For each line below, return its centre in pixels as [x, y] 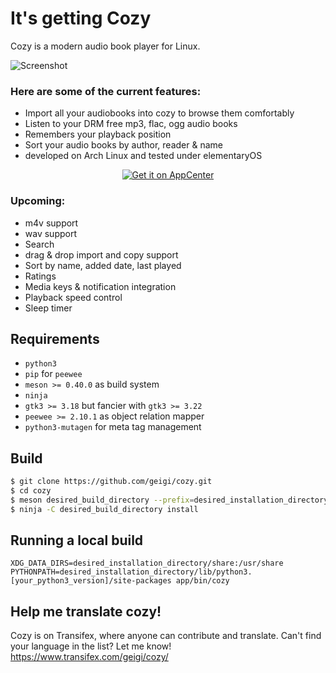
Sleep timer [48, 308]
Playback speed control [73, 297]
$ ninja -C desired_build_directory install [104, 509]
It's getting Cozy [81, 18]
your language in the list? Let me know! [91, 646]
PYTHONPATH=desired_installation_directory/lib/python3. [131, 572]
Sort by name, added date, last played [103, 265]
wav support [50, 233]
